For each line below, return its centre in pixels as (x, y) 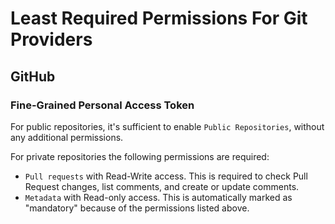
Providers (51, 39)
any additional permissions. (67, 137)
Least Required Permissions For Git (159, 18)
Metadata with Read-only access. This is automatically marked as (158, 197)
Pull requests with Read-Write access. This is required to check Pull (166, 176)
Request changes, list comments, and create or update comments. (162, 186)
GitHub (33, 76)
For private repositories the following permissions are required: (140, 156)
